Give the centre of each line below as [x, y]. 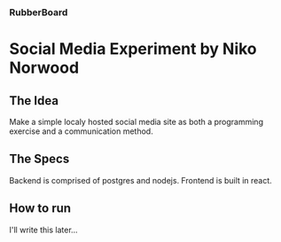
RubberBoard [39, 12]
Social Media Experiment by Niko [133, 49]
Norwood [44, 68]
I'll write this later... [43, 230]
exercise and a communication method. [81, 131]
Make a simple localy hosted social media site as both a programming [137, 121]
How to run [40, 209]
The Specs [39, 159]
